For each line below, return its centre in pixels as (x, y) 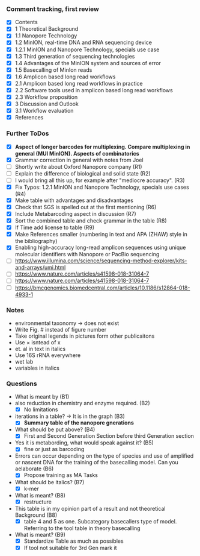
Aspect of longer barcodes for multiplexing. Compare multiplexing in (102, 147)
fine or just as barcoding (54, 449)
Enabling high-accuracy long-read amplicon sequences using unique (100, 248)
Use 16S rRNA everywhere (48, 355)
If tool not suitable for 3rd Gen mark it (70, 548)
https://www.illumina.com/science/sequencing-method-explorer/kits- (101, 261)
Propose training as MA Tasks (61, 475)
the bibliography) (36, 241)
